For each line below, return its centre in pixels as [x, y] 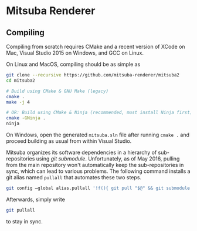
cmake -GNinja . [26, 118]
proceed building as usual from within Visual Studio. [69, 141]
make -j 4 [18, 102]
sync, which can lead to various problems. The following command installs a [98, 171]
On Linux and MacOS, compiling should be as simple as [73, 64]
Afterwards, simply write [36, 199]
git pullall [21, 210]
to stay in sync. [24, 221]
